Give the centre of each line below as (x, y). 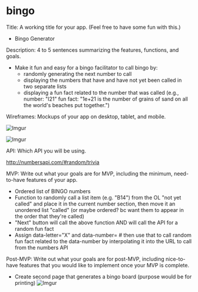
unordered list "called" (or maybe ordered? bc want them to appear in (99, 210)
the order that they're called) (49, 216)
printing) (25, 283)
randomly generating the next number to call (77, 74)
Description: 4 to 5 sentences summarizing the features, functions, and (93, 50)
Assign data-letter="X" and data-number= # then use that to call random (103, 235)
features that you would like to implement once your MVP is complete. (104, 265)
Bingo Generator (34, 38)
